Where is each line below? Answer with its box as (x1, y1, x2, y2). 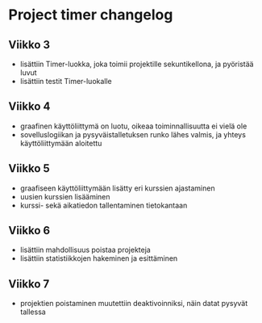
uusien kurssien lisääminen (19, 191, 110, 201)
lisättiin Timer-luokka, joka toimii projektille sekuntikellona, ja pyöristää (19, 59, 254, 69)
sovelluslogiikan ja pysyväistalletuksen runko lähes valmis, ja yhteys (19, 129, 246, 139)
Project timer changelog (8, 6, 173, 24)
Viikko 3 (8, 38, 51, 52)
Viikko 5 (8, 161, 50, 175)
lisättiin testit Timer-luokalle (19, 77, 113, 86)
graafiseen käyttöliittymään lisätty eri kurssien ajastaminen (19, 183, 215, 193)
